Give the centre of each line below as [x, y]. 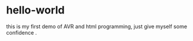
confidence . [22, 32]
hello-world [36, 10]
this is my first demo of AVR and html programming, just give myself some [97, 26]
